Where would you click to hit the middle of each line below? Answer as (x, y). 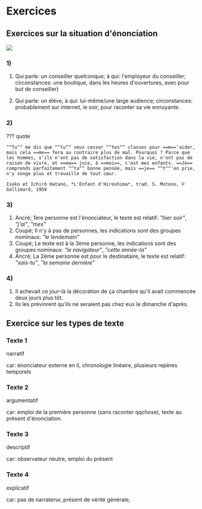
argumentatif (22, 400)
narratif (15, 353)
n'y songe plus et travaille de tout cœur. (62, 173)
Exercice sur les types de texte (65, 323)
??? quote (18, 136)
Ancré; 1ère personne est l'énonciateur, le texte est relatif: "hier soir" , (101, 217)
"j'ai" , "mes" (30, 224)
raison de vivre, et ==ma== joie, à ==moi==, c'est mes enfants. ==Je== (99, 163)
